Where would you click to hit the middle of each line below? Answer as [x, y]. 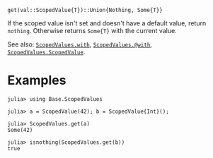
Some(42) [20, 130]
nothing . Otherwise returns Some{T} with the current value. [92, 31]
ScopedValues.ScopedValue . [46, 52]
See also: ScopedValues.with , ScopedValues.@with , [80, 44]
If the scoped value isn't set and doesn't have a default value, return [107, 23]
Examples [37, 80]
